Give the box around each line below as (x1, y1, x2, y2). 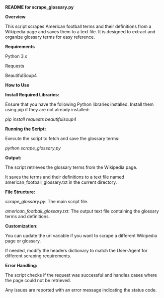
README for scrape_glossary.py (5, 4, 74, 10)
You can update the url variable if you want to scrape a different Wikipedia (5, 233, 158, 238)
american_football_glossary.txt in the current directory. (5, 179, 117, 185)
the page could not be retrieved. (5, 278, 71, 283)
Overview (5, 14, 26, 19)
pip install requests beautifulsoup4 (5, 116, 77, 122)
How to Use (5, 82, 30, 88)
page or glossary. (5, 238, 41, 244)
